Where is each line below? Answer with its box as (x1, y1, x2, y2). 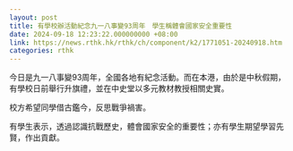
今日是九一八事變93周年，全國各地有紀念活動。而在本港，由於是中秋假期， (9, 72, 287, 83)
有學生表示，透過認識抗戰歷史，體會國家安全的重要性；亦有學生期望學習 (9, 122, 276, 132)
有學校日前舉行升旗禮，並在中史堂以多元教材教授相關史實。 (9, 83, 229, 94)
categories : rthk (9, 46, 74, 55)
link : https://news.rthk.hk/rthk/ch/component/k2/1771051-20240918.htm (9, 38, 282, 47)
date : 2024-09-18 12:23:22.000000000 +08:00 (9, 29, 178, 38)
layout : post (9, 13, 58, 22)
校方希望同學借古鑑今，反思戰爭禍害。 (9, 102, 151, 113)
